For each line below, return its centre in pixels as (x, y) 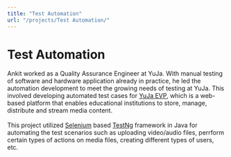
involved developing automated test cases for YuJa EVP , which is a (103, 96)
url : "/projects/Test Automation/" (59, 20)
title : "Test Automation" (44, 14)
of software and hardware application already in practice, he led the (104, 81)
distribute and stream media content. (60, 110)
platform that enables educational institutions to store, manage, (117, 103)
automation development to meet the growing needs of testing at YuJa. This (116, 88)
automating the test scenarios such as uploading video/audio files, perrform (115, 133)
